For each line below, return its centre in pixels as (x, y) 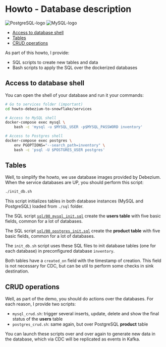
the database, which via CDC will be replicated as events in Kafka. (73, 339)
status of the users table (37, 319)
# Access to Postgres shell (34, 136)
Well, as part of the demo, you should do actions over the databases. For (79, 299)
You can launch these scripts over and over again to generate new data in (80, 334)
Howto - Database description (68, 9)
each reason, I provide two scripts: (40, 304)
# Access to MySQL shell (31, 118)
